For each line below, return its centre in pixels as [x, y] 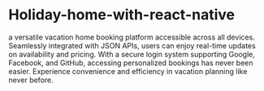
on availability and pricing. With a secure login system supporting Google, [132, 54]
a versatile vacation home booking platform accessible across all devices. [132, 37]
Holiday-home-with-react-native [122, 15]
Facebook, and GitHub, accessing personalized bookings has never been [131, 63]
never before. [31, 80]
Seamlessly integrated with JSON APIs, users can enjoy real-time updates [132, 45]
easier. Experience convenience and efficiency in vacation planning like [128, 71]
